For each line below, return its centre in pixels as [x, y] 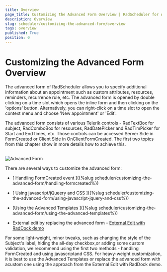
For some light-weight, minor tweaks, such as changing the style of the [78, 238]
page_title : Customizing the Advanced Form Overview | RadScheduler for [82, 14]
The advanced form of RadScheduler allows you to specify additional [76, 87]
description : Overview [29, 19]
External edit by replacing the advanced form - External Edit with [79, 223]
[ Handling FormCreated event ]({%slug [53, 178]
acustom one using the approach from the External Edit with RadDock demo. [83, 265]
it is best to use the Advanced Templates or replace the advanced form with [83, 259]
